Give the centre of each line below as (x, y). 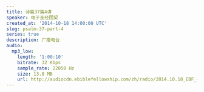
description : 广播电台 (33, 40)
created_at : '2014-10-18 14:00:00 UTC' (57, 23)
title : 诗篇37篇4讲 (29, 12)
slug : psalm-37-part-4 (35, 29)
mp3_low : (23, 51)
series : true (23, 34)
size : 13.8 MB (35, 74)
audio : (15, 46)
